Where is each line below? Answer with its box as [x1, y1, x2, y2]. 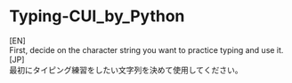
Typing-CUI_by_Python [9, 6, 185, 26]
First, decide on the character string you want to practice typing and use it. [9, 44, 284, 55]
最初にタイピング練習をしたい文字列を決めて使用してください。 [9, 64, 243, 75]
